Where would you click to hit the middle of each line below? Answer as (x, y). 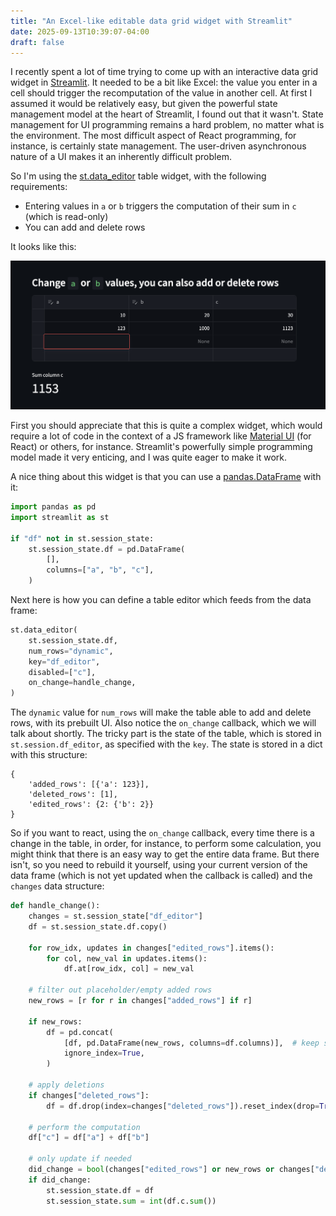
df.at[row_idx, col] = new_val (129, 969)
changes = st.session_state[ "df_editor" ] (115, 916)
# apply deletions (66, 1085)
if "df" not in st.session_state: (82, 538)
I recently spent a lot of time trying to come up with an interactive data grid (164, 72)
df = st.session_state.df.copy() (98, 926)
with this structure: (49, 755)
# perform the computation (84, 1127)
